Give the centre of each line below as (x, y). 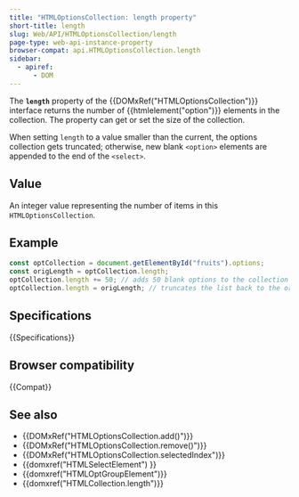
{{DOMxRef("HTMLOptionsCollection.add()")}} (108, 436)
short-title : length (48, 26)
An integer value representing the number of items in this (114, 205)
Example (34, 243)
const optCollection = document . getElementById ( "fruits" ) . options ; (137, 264)
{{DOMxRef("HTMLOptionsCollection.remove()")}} (114, 445)
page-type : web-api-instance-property (81, 42)
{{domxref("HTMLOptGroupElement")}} (94, 474)
